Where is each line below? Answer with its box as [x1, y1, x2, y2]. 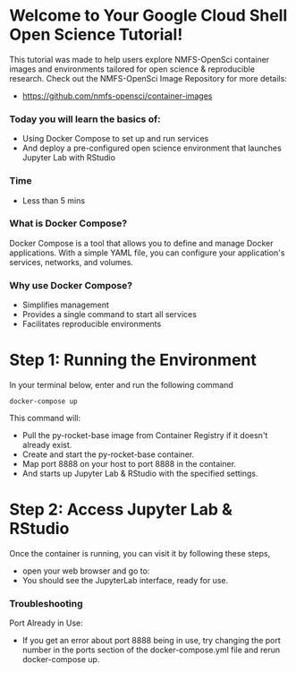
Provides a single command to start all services [21, 309, 197, 320]
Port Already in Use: [9, 617, 83, 628]
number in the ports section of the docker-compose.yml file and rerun [21, 644, 280, 655]
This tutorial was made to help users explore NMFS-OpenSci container [9, 54, 270, 65]
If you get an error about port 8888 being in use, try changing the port [21, 635, 282, 646]
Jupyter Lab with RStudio [21, 152, 116, 163]
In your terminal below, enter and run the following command [9, 380, 234, 391]
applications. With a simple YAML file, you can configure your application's [9, 247, 285, 258]
